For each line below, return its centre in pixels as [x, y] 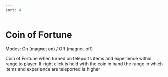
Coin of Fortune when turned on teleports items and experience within [78, 58]
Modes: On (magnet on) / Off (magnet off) [49, 49]
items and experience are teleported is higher [53, 69]
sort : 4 [13, 10]
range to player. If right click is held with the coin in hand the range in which [84, 64]
